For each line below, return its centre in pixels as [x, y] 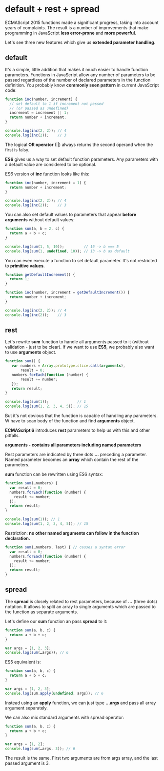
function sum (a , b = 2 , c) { [35, 229]
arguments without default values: [40, 220]
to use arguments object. [31, 352]
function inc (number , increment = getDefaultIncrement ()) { [68, 292]
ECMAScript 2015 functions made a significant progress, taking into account [82, 22]
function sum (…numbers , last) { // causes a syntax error [65, 547]
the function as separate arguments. [41, 612]
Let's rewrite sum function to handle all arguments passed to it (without [77, 342]
